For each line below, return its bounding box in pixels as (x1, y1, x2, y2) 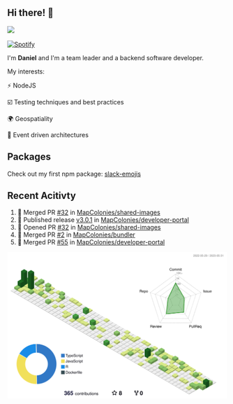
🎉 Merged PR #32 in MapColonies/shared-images (17, 208, 160, 217)
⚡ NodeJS (7, 81, 36, 90)
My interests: (7, 67, 45, 76)
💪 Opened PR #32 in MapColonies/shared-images (17, 223, 161, 232)
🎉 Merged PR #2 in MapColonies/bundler (17, 230, 136, 239)
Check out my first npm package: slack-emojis (7, 169, 142, 178)
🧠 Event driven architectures (7, 130, 89, 139)
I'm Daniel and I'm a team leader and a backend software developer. (7, 53, 204, 62)
